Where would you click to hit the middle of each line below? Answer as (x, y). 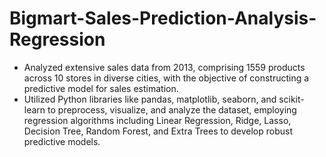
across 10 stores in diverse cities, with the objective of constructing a (166, 78)
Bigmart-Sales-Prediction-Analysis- (163, 18)
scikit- (291, 99)
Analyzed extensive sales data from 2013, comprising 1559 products (164, 67)
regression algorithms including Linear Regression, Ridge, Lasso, (157, 120)
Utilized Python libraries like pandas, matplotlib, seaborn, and (150, 99)
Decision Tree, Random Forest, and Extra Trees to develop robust (158, 131)
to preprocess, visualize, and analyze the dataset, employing (172, 109)
